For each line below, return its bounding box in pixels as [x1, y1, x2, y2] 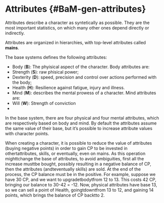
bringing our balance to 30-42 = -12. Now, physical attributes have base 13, [5, 181, 158, 187]
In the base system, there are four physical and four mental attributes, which [5, 115, 159, 121]
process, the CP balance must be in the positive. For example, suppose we [5, 171, 156, 177]
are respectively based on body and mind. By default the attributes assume [5, 120, 157, 126]
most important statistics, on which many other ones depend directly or [5, 25, 149, 30]
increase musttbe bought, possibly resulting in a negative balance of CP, [5, 161, 152, 167]
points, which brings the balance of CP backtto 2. [5, 192, 105, 198]
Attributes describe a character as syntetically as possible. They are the [5, 20, 150, 25]
